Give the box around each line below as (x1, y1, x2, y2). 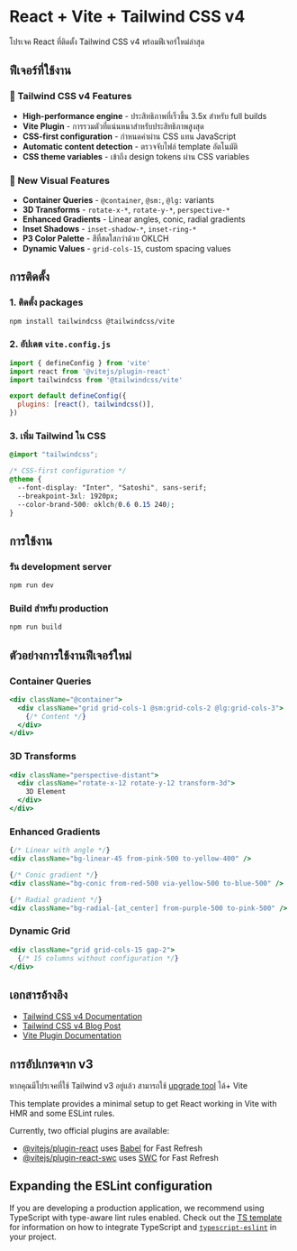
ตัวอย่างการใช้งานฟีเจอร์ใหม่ (9, 648, 132, 663)
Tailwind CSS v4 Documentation (22, 1011, 142, 1022)
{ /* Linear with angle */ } (9, 846, 111, 855)
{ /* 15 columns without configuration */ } (17, 953, 179, 962)
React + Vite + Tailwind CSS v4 (9, 6, 246, 27)
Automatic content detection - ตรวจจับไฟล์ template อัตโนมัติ (22, 141, 238, 152)
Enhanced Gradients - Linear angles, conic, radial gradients (22, 214, 246, 225)
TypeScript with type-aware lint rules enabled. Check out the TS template (9, 1211, 283, 1223)
